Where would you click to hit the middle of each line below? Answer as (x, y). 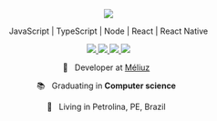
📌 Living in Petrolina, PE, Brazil (107, 106)
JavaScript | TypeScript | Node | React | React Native (108, 31)
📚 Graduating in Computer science (106, 86)
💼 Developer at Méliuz (106, 67)
